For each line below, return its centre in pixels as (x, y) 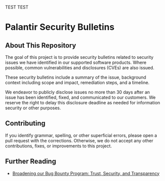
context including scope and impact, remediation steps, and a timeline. (77, 83)
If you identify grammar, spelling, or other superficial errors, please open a (81, 135)
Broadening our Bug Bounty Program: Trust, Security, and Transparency (86, 173)
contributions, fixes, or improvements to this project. (59, 146)
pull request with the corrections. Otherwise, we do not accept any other (79, 140)
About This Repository (41, 45)
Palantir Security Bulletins (60, 27)
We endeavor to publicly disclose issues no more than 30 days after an (78, 92)
